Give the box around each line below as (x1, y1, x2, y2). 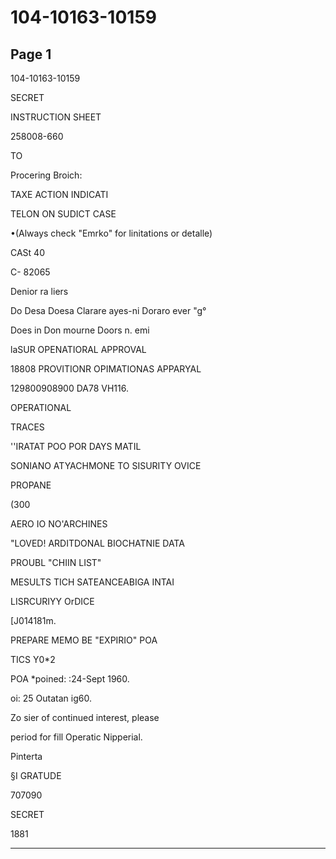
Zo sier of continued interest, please (10, 712, 160, 723)
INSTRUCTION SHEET (10, 111, 102, 123)
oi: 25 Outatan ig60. (10, 692, 92, 704)
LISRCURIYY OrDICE (10, 596, 95, 607)
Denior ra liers (10, 286, 69, 297)
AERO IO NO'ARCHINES (10, 518, 108, 530)
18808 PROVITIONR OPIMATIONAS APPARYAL (10, 363, 202, 375)
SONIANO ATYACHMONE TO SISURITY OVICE (10, 460, 202, 471)
